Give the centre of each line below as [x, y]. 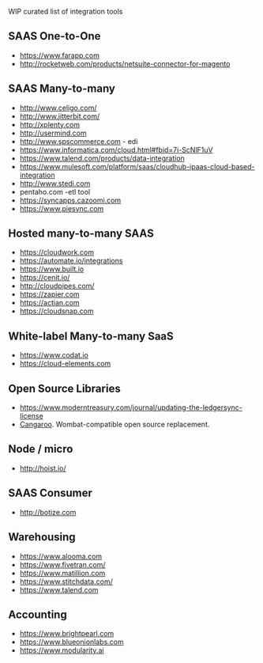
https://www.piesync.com [62, 208]
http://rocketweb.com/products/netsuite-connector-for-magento [125, 63]
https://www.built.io [52, 269]
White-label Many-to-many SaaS [91, 336]
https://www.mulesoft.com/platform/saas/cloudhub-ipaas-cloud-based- [137, 166]
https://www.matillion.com [62, 573]
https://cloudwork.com [57, 252]
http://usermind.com [53, 133]
